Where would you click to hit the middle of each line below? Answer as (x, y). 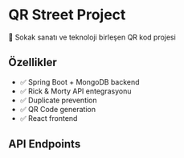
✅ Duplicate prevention (59, 100)
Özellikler (33, 62)
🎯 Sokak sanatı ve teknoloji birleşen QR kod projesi (92, 37)
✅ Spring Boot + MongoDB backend (80, 81)
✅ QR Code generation (58, 109)
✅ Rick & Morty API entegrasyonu (76, 91)
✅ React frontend (49, 118)
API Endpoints (45, 144)
